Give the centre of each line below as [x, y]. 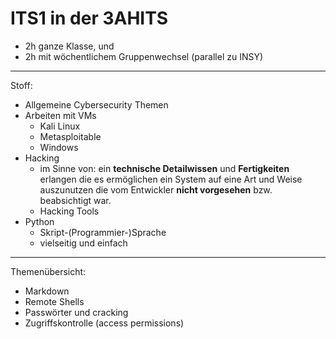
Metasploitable [70, 136]
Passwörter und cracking [76, 312]
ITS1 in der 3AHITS [89, 18]
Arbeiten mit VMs [60, 115]
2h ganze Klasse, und [69, 46]
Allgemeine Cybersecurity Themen [96, 104]
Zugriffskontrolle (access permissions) [104, 323]
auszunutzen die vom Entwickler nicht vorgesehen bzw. [156, 189]
